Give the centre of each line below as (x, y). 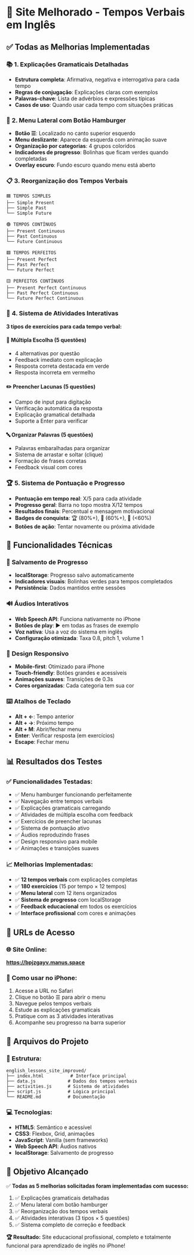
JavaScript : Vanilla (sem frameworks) (61, 1140)
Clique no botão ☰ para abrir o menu (60, 997)
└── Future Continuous (34, 242)
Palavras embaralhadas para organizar (62, 448)
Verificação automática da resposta (58, 408)
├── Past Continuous (32, 236)
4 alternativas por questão (47, 353)
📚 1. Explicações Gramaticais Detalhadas (67, 64)
